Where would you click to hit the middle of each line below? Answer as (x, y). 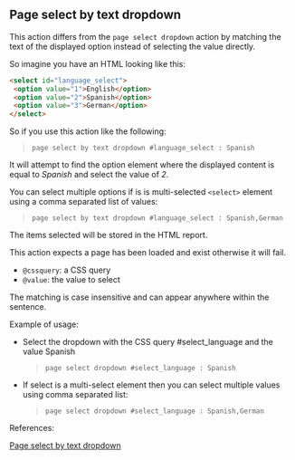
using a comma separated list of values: (84, 202)
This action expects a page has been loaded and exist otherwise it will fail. (148, 253)
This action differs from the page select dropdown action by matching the (146, 36)
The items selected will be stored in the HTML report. (109, 235)
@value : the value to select (71, 280)
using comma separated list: (75, 395)
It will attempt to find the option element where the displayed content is (142, 165)
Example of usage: (44, 324)
